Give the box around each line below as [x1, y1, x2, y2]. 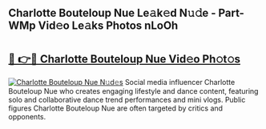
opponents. [8, 112, 46, 121]
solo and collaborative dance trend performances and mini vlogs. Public [8, 95, 246, 104]
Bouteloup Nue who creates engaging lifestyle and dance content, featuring [8, 87, 259, 95]
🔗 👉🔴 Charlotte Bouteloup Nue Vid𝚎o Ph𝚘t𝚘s [8, 52, 241, 66]
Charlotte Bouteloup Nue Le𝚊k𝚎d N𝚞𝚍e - [8, 6, 216, 20]
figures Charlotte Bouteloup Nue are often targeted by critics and [8, 103, 223, 113]
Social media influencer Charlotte [124, 78, 236, 87]
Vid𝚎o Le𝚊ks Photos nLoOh [38, 19, 179, 33]
